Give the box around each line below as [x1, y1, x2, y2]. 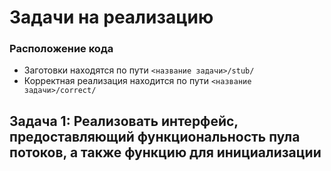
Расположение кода [9, 42, 114, 56]
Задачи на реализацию [9, 6, 214, 29]
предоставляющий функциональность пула [9, 128, 301, 145]
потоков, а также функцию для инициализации [9, 144, 322, 161]
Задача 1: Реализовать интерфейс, [9, 112, 239, 130]
